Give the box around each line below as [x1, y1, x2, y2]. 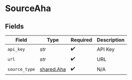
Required [70, 37, 93, 43]
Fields [5, 22, 24, 31]
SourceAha [5, 3, 51, 14]
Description [96, 37, 125, 43]
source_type [7, 66, 36, 72]
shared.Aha [39, 66, 66, 73]
